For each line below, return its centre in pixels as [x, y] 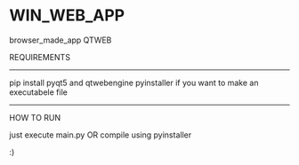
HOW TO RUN [35, 117]
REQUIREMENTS [40, 57]
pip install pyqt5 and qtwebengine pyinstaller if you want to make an [134, 82]
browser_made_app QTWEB [61, 40]
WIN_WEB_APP [67, 16]
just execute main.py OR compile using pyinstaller [101, 135]
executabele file [39, 92]
